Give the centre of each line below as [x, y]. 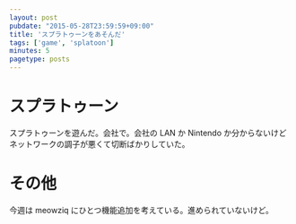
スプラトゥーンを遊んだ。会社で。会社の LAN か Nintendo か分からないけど [148, 133]
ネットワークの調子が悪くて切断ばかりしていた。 [100, 143]
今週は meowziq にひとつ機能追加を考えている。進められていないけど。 [141, 210]
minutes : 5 [30, 51]
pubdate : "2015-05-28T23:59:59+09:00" [82, 26]
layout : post [34, 17]
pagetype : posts [39, 59]
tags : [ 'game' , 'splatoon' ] [62, 43]
